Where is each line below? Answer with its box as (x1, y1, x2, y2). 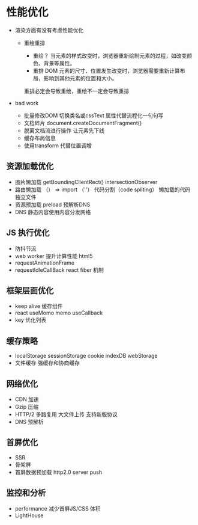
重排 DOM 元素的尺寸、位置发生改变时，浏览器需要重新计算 (32, 67, 180, 74)
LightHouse (14, 512, 44, 519)
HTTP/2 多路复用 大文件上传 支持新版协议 (14, 411, 118, 418)
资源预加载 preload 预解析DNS (14, 201, 91, 208)
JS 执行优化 (6, 228, 50, 238)
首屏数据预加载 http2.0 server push (14, 468, 103, 476)
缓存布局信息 (23, 134, 56, 141)
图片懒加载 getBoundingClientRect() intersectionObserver (14, 178, 158, 185)
